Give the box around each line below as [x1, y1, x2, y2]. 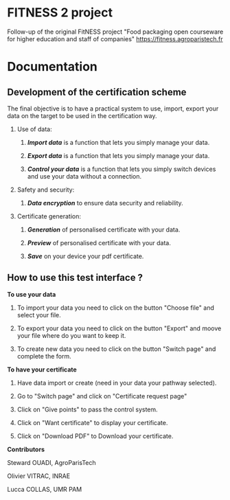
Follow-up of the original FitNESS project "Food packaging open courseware [7, 27, 224, 36]
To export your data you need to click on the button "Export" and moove [16, 324, 222, 332]
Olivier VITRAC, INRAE [7, 472, 71, 480]
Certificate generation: [16, 212, 81, 220]
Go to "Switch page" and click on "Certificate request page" [16, 391, 187, 400]
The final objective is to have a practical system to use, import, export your [7, 104, 219, 113]
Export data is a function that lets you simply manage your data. [27, 151, 210, 159]
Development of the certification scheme [7, 86, 187, 98]
